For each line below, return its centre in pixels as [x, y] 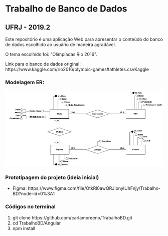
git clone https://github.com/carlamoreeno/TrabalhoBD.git [72, 217]
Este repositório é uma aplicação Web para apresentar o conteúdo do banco [84, 39]
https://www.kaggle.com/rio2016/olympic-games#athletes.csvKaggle [77, 69]
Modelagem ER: [25, 82]
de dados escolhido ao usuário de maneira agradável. [61, 45]
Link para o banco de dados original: [43, 64]
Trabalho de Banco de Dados [66, 9]
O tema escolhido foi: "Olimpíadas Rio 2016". [51, 54]
